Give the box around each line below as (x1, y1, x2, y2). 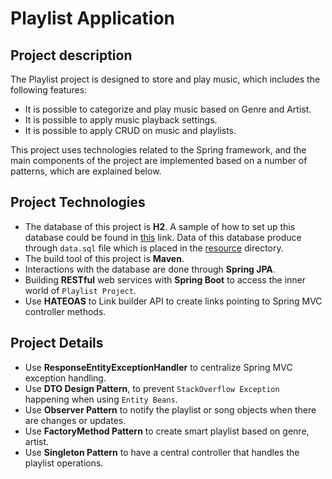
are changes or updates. (24, 414, 127, 426)
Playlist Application (10, 7, 176, 30)
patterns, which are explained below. (10, 165, 162, 177)
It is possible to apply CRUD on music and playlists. (24, 125, 237, 136)
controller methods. (24, 305, 107, 317)
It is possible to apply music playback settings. (24, 114, 218, 126)
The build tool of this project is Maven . (24, 252, 185, 264)
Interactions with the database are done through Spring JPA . (24, 263, 276, 275)
